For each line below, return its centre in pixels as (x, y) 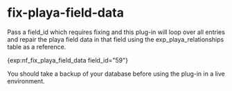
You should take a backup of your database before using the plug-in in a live (116, 74)
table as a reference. (37, 47)
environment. (26, 81)
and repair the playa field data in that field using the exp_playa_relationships (116, 39)
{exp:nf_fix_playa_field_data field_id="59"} (68, 60)
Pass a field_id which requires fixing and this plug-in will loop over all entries (116, 32)
